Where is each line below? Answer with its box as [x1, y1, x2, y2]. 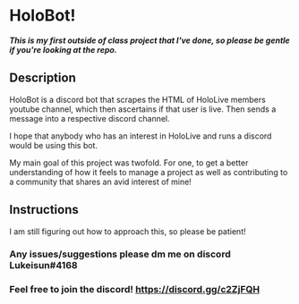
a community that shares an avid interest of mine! [9, 176, 192, 187]
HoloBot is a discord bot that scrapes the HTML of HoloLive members [9, 94, 266, 105]
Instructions [9, 202, 79, 217]
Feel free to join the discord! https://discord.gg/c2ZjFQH [9, 283, 261, 296]
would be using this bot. [9, 139, 98, 150]
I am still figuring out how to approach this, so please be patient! [9, 225, 246, 237]
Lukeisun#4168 [9, 259, 78, 272]
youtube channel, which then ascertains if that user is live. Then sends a [9, 104, 277, 114]
